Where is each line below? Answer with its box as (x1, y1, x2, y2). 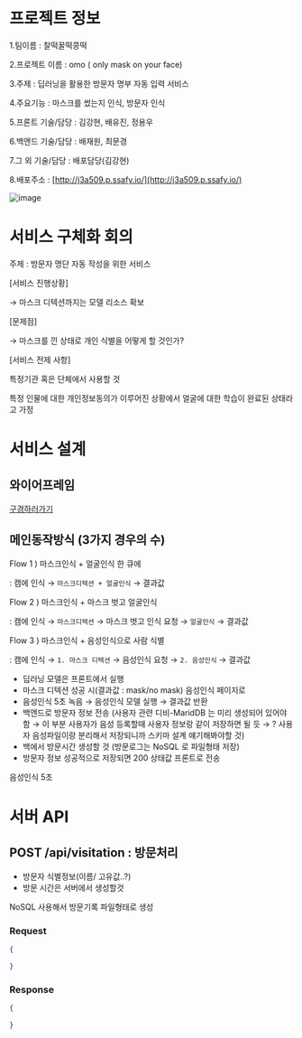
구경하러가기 (9, 503, 54, 514)
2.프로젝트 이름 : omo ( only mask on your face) (9, 59, 183, 70)
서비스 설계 (9, 439, 87, 460)
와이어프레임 (9, 478, 75, 493)
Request (9, 924, 47, 937)
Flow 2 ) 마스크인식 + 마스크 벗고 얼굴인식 (9, 596, 158, 607)
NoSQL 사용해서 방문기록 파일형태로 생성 (9, 901, 154, 912)
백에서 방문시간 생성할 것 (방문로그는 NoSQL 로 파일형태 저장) (22, 741, 241, 752)
